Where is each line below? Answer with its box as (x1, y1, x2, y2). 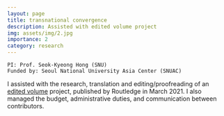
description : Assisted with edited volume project (7, 23, 157, 30)
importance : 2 (7, 36, 49, 43)
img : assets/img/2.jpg (7, 29, 73, 37)
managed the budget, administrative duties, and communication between (7, 94, 217, 103)
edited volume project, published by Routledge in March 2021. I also (7, 88, 202, 95)
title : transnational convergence (7, 17, 108, 24)
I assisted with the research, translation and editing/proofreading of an (7, 80, 209, 88)
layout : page (7, 10, 45, 17)
